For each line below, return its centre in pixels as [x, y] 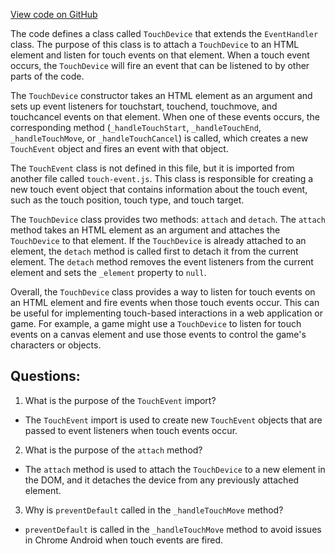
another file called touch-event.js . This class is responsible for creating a [162, 178]
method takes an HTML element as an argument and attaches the [145, 230]
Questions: [45, 376]
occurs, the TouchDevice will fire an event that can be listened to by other [160, 65]
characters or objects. [56, 345]
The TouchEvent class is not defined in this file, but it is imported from [152, 168]
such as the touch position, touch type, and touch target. [127, 200]
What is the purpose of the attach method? [113, 450]
